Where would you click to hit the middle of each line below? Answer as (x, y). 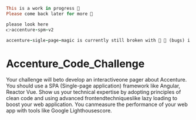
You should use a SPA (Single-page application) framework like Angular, (93, 86)
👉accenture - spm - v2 (30, 30)
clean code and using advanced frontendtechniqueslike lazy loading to (92, 98)
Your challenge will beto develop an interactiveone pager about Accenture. (97, 80)
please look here (27, 24)
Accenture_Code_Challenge (75, 63)
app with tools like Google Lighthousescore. (59, 111)
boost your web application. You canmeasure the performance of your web (97, 104)
